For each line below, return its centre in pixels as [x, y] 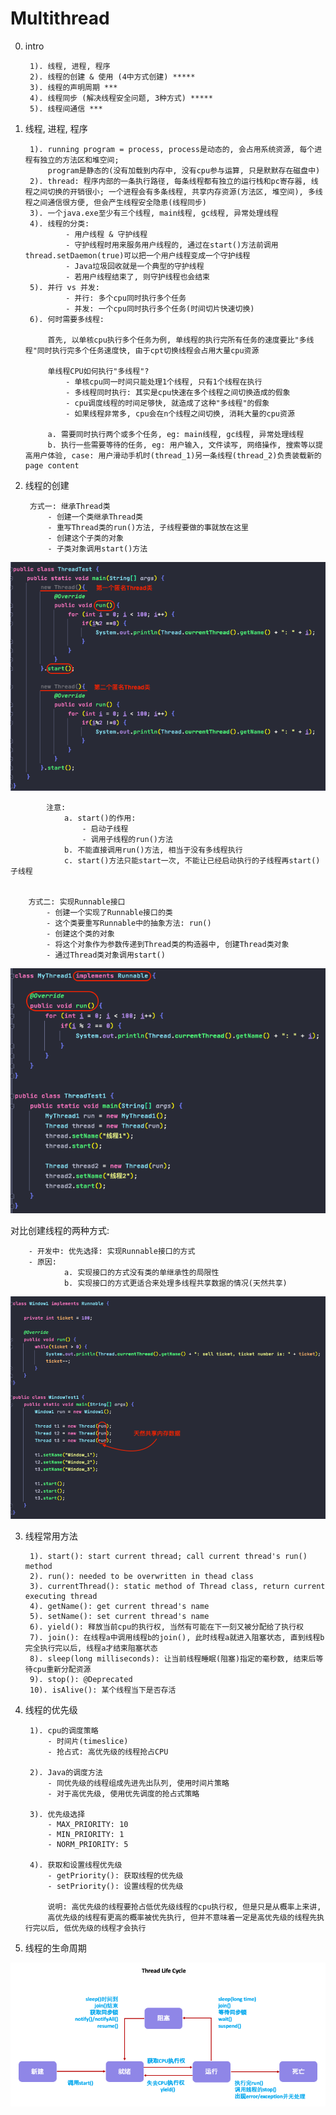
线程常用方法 [51, 1536]
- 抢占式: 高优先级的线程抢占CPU [108, 1752]
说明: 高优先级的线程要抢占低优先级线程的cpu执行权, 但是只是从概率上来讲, [184, 1907]
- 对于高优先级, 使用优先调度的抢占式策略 [123, 1793]
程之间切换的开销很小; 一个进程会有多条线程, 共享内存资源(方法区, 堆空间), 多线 [173, 192]
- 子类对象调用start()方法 [97, 548]
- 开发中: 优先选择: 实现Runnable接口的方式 [112, 1251]
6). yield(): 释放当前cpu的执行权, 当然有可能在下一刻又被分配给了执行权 [166, 1627]
